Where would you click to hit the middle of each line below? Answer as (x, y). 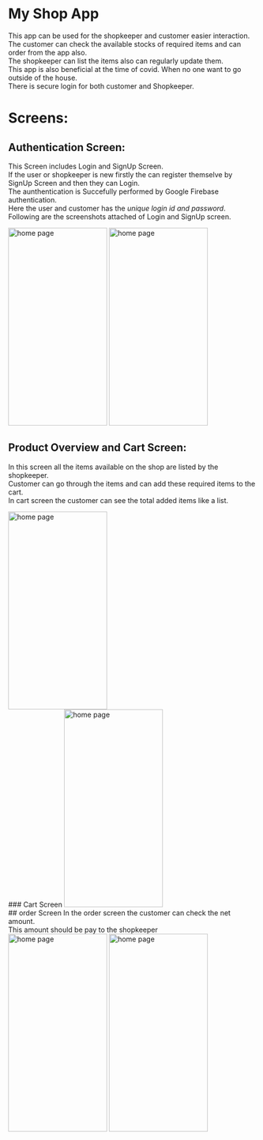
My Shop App (54, 14)
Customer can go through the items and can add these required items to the (132, 483)
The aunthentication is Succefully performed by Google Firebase (114, 191)
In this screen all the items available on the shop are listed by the (113, 467)
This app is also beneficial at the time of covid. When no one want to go (125, 69)
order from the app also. (48, 52)
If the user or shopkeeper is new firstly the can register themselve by (120, 174)
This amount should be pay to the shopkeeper (83, 930)
